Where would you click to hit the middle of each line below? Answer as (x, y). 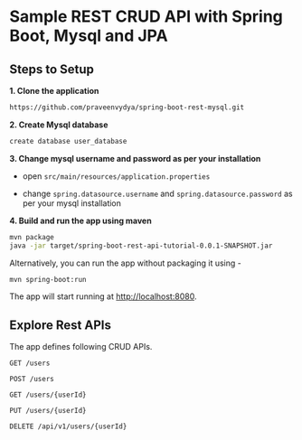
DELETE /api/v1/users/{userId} (68, 426)
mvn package (32, 237)
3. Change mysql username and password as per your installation (135, 158)
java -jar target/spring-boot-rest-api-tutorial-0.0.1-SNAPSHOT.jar (141, 246)
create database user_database (68, 141)
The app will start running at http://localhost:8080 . (103, 296)
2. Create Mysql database (59, 125)
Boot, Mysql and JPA (89, 36)
